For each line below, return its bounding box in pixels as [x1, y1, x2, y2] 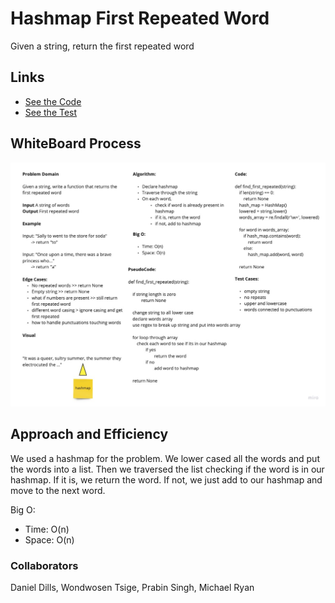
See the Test [24, 106, 78, 118]
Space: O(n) [24, 533, 75, 546]
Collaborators [10, 558, 79, 572]
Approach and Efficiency [10, 426, 169, 443]
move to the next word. [10, 484, 106, 496]
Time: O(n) [24, 523, 70, 535]
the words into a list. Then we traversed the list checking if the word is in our [10, 463, 325, 475]
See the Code [24, 95, 82, 107]
